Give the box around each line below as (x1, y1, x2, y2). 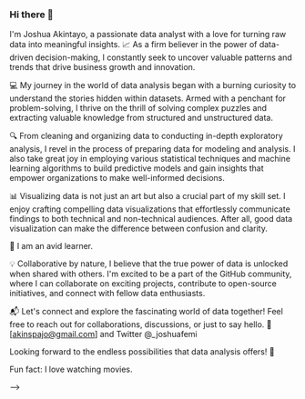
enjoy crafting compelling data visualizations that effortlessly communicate (9, 204, 291, 214)
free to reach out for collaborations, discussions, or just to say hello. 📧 (9, 319, 272, 330)
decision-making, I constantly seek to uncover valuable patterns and (35, 52, 293, 63)
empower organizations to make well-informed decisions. (9, 173, 226, 184)
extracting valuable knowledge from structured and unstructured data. (9, 113, 274, 124)
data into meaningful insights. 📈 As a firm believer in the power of (9, 39, 258, 50)
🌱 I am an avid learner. (9, 241, 94, 252)
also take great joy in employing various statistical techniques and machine (9, 154, 291, 165)
